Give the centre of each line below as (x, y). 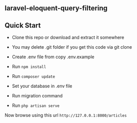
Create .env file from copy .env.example (53, 57)
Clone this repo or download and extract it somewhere (68, 38)
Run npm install (29, 67)
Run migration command (37, 96)
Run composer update (33, 76)
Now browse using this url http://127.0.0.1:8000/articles (66, 115)
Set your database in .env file (42, 86)
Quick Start (23, 25)
